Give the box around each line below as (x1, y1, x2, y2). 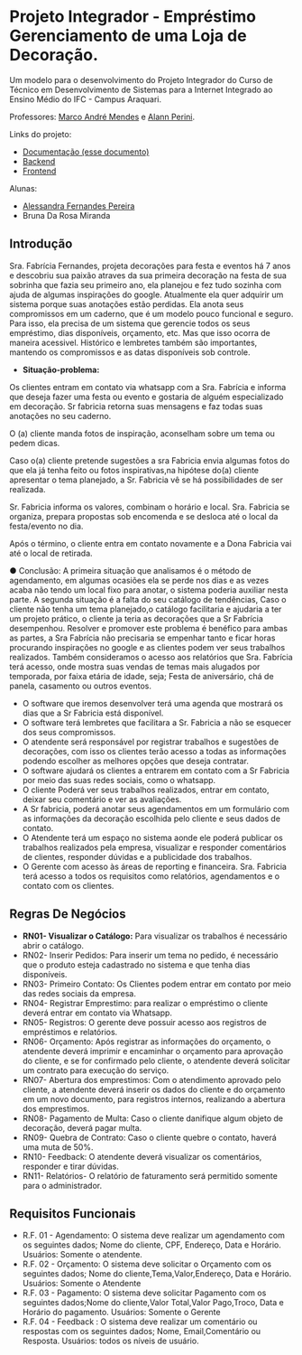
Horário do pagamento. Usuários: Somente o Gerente (22, 1307, 221, 1318)
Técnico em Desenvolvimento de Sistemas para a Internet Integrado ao (9, 84, 273, 95)
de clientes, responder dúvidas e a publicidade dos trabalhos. (22, 851, 252, 862)
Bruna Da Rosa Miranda (22, 210, 111, 220)
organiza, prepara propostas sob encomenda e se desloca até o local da (9, 510, 279, 521)
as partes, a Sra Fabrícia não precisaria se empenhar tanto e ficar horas (9, 632, 276, 643)
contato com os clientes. (22, 880, 114, 891)
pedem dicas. (9, 437, 60, 448)
